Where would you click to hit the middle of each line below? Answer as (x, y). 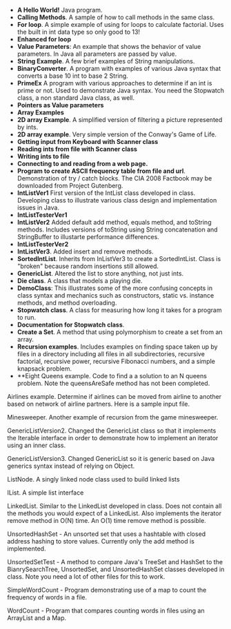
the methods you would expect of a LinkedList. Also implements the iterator (114, 513)
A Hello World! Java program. (60, 10)
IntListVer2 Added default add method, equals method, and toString (114, 222)
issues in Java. (38, 207)
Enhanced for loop (44, 39)
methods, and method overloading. (67, 303)
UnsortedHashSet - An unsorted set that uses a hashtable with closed (107, 534)
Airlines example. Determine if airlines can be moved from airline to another (114, 396)
